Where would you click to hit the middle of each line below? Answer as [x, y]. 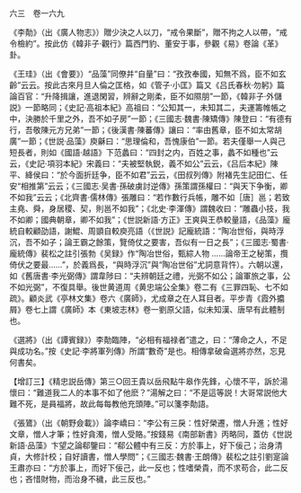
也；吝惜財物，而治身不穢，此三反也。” [80, 479]
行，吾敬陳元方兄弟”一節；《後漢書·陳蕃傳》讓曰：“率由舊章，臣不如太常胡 [146, 130]
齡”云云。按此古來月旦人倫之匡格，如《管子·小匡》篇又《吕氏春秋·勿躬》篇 [147, 85]
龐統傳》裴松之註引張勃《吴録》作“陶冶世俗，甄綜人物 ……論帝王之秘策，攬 [149, 253]
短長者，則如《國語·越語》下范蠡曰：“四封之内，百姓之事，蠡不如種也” [140, 152]
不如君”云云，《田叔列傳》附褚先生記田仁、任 [205, 175]
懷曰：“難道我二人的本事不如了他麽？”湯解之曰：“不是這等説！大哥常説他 [145, 392]
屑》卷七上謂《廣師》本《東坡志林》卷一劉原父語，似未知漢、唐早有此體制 [147, 309]
